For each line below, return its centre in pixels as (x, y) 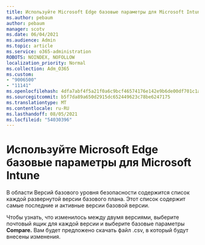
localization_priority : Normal (46, 63)
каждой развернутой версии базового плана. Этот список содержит (96, 199)
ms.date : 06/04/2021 (33, 35)
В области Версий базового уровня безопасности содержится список (98, 193)
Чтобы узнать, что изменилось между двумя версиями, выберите (93, 218)
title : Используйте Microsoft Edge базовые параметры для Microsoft (95, 12)
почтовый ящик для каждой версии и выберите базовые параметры (95, 224)
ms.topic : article (30, 46)
